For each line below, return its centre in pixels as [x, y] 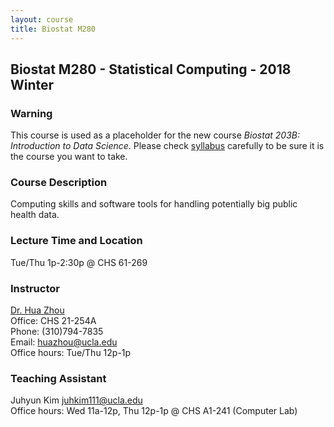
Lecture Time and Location [76, 241]
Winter [32, 84]
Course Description [59, 183]
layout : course [42, 19]
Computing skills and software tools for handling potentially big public [154, 204]
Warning [31, 113]
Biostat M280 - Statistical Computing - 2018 [151, 69]
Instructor [35, 288]
